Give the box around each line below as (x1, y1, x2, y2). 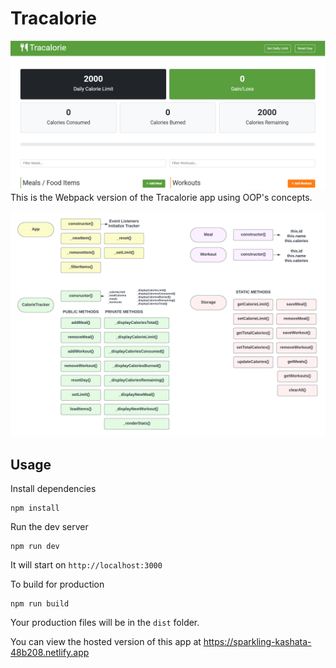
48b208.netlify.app (10, 647, 90, 659)
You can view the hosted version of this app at (10, 636, 202, 648)
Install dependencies (10, 483, 97, 495)
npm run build (10, 599, 70, 609)
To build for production (10, 578, 105, 591)
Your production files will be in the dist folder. (10, 617, 200, 629)
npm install (10, 503, 60, 514)
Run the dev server (10, 521, 89, 533)
